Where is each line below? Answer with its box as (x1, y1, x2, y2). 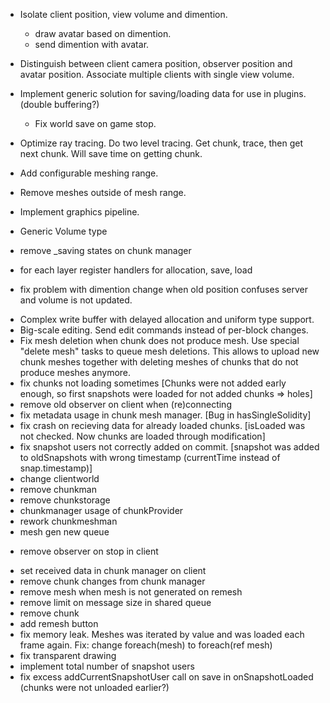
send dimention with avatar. (34, 39, 150, 50)
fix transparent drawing (19, 650, 117, 661)
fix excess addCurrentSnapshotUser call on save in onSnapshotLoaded (19, 671, 314, 683)
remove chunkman (19, 484, 97, 495)
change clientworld (19, 473, 100, 484)
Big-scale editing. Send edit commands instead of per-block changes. (19, 324, 309, 336)
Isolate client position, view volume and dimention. (19, 9, 228, 20)
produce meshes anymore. (19, 367, 132, 378)
